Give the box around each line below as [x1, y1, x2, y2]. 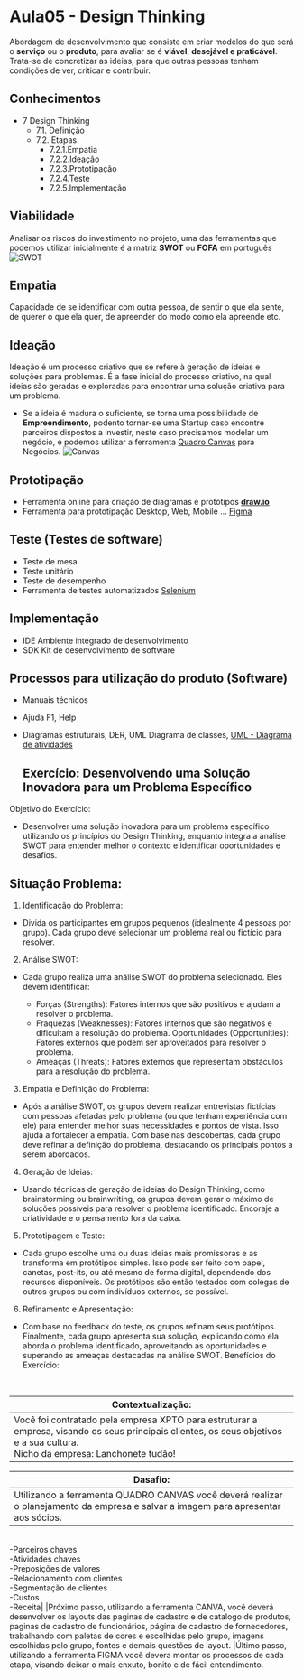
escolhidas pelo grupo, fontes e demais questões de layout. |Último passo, [9, 1640, 287, 1651]
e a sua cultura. [14, 1436, 79, 1449]
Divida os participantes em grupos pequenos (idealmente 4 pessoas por [22, 918, 291, 928]
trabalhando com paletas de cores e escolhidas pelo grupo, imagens [9, 1630, 264, 1641]
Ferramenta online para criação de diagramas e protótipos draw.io [22, 497, 271, 507]
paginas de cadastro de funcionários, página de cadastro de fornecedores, [9, 1621, 289, 1632]
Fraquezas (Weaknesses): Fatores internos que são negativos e [35, 1018, 272, 1029]
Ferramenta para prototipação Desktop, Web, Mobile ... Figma [22, 506, 252, 517]
